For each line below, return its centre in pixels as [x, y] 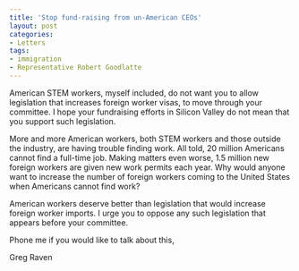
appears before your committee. [68, 222]
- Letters [28, 42]
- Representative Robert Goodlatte [76, 68]
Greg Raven [31, 257]
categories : [31, 34]
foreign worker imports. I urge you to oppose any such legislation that [138, 213]
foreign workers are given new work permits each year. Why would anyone [147, 167]
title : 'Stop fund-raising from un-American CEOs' [106, 17]
